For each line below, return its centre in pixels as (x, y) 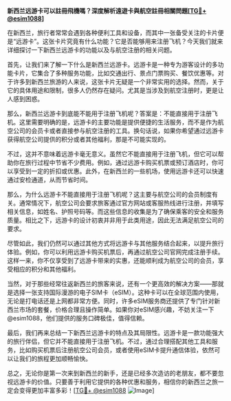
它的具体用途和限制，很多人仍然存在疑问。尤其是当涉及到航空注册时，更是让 (115, 90)
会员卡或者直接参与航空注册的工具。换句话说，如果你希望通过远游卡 (127, 131)
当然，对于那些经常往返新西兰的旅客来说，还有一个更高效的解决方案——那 (112, 284)
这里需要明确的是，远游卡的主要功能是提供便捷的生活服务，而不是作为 (118, 122)
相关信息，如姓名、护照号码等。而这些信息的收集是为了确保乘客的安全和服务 (115, 212)
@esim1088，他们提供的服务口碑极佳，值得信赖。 (78, 318)
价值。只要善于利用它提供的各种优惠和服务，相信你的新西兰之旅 (127, 382)
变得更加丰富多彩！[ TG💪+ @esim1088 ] (87, 390)
